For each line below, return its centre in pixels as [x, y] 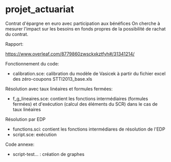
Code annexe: [20, 144]
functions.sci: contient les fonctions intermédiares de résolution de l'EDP [89, 129]
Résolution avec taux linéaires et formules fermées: [59, 89]
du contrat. [17, 34]
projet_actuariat [40, 9]
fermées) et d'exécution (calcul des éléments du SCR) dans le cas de [85, 104]
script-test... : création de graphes [49, 154]
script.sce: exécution [35, 134]
